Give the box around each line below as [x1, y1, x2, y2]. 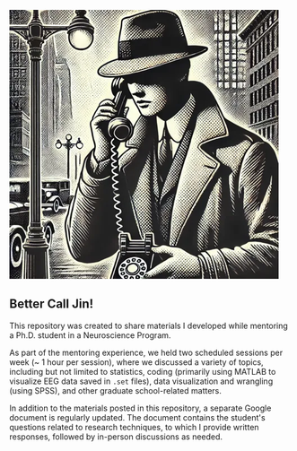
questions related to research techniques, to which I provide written [9, 421, 259, 432]
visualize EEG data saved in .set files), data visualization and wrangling [9, 376, 274, 386]
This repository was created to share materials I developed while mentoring [9, 320, 289, 331]
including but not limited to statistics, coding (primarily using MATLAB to [9, 366, 276, 377]
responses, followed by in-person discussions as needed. [9, 431, 223, 442]
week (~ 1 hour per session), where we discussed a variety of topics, [9, 356, 264, 368]
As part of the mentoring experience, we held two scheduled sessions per [9, 347, 284, 358]
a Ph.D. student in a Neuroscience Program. [9, 329, 171, 341]
